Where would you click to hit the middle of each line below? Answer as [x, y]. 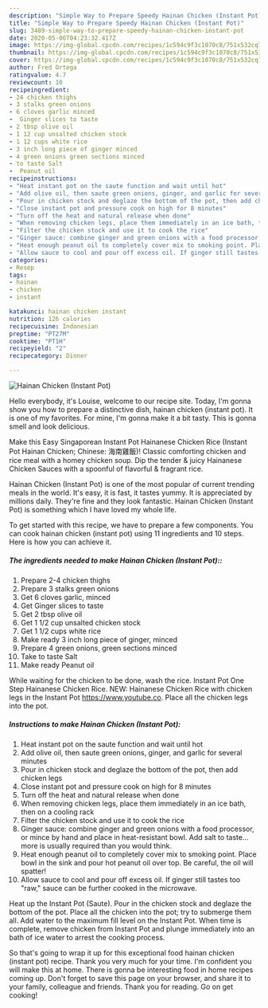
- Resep [22, 268]
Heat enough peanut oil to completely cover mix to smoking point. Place [138, 854]
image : [20, 45]
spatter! [33, 871]
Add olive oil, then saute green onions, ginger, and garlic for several [131, 752]
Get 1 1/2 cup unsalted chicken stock [81, 622]
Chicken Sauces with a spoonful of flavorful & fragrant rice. [106, 469]
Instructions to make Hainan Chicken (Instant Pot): [95, 724]
